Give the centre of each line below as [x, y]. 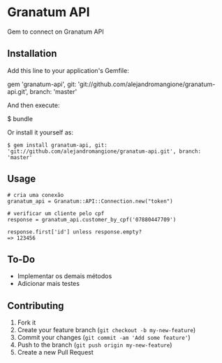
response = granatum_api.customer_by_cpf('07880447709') [92, 219]
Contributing [36, 306]
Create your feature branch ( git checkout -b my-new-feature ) [106, 330]
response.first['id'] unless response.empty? [74, 232]
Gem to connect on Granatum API [55, 32]
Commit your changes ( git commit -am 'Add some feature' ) [104, 338]
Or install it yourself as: [40, 132]
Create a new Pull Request [55, 352]
